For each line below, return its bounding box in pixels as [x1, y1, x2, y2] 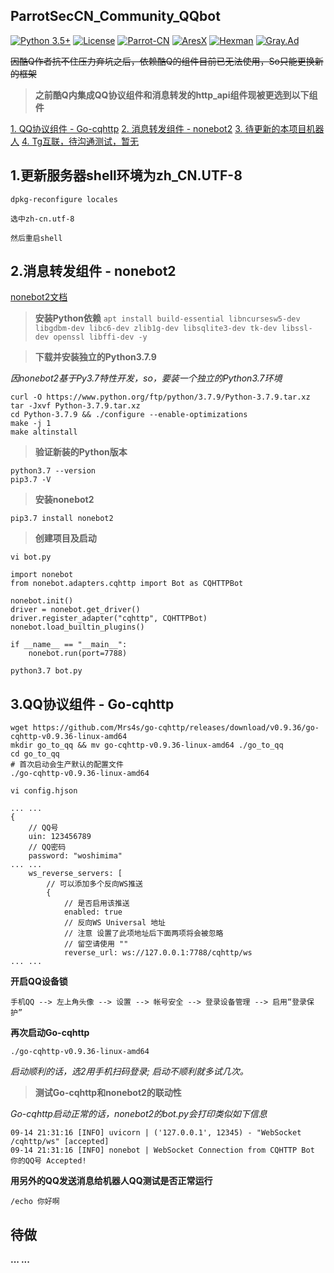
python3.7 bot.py [10, 666, 83, 676]
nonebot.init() [10, 596, 74, 606]
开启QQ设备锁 [10, 975, 68, 988]
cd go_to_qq [10, 749, 60, 759]
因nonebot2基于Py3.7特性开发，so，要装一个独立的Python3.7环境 [10, 372, 283, 384]
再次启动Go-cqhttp [10, 1027, 90, 1039]
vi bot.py [10, 552, 52, 563]
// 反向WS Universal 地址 [63, 918, 167, 928]
